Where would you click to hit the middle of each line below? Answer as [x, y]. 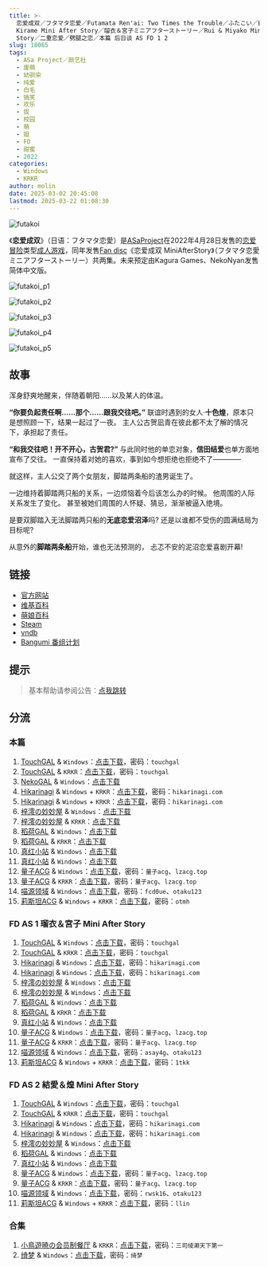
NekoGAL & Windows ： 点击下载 [70, 781]
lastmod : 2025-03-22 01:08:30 [59, 201]
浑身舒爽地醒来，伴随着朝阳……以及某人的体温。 [88, 395]
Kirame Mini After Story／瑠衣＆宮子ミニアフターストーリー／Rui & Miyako [132, 30]
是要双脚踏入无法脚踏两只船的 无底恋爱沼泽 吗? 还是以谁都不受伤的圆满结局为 [134, 520]
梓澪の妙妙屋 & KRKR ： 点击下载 [70, 821]
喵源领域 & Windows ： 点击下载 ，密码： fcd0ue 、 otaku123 [111, 891]
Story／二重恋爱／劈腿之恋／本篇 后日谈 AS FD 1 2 [92, 38]
